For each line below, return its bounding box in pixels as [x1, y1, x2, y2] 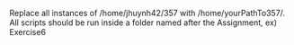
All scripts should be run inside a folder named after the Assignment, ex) [9, 17, 277, 28]
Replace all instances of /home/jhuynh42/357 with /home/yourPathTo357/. [9, 8, 286, 18]
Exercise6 [9, 27, 47, 37]
